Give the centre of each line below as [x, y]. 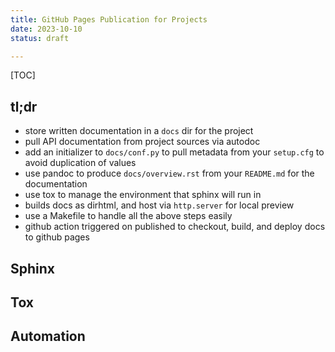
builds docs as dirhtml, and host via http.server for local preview [159, 205]
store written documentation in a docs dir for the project [139, 131]
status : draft [40, 38]
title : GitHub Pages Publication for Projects [109, 19]
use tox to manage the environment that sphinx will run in [143, 195]
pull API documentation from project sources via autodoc [142, 142]
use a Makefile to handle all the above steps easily [128, 216]
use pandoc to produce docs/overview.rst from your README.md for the [169, 173]
